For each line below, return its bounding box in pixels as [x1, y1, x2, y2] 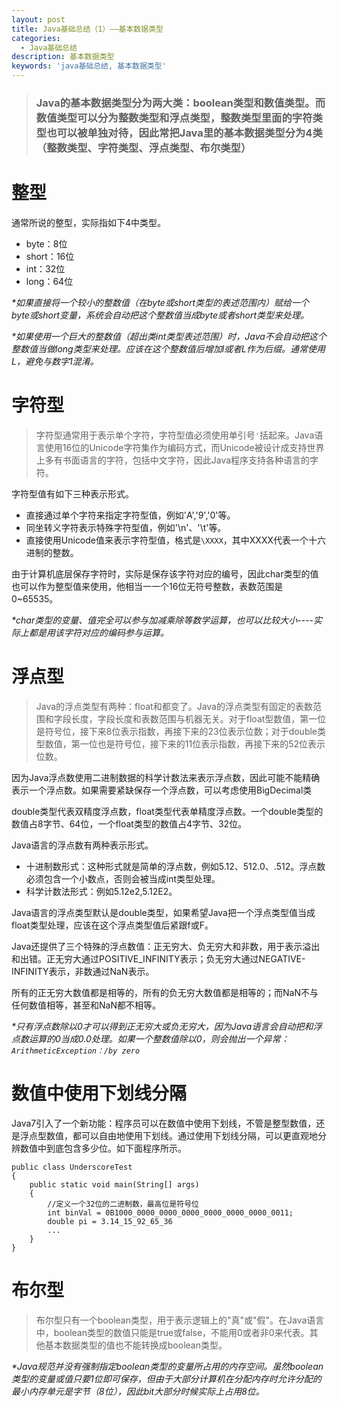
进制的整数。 [25, 546, 79, 558]
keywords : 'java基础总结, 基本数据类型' [11, 61, 167, 71]
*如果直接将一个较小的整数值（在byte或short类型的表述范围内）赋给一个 [11, 296, 310, 308]
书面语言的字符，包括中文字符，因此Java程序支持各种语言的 [62, 454, 311, 466]
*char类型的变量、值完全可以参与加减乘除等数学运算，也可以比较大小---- [11, 614, 314, 626]
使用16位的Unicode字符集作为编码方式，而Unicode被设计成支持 [44, 441, 308, 453]
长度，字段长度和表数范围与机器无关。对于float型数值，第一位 [70, 712, 327, 725]
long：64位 [25, 275, 74, 287]
